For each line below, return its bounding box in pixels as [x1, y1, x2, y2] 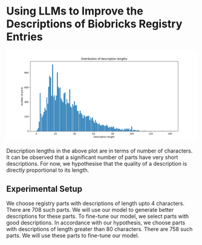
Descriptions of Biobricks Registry [6, 17, 183, 31]
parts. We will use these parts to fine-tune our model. [6, 232, 139, 240]
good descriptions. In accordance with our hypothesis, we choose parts [6, 219, 186, 226]
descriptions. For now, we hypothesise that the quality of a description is [6, 160, 187, 167]
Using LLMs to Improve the [6, 4, 143, 18]
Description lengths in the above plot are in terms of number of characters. [6, 147, 193, 154]
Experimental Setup [6, 184, 83, 194]
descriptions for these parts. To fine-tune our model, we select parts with [6, 213, 189, 220]
